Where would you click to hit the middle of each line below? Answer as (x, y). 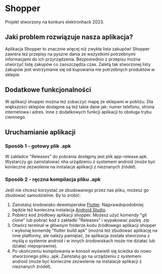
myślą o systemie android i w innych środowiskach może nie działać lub (84, 241)
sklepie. (13, 74)
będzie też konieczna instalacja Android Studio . (59, 210)
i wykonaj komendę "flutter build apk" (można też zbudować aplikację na (85, 230)
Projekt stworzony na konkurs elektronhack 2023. (55, 22)
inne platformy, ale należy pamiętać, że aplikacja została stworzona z (81, 235)
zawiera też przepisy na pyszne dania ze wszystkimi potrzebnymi (70, 54)
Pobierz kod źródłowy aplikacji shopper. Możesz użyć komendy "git (80, 215)
